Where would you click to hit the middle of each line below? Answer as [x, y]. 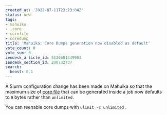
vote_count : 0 [21, 48]
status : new [18, 15]
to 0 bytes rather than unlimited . [40, 97]
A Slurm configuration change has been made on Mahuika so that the [79, 86]
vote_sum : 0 [18, 53]
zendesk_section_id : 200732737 [39, 62]
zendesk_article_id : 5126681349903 [43, 57]
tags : [11, 19]
